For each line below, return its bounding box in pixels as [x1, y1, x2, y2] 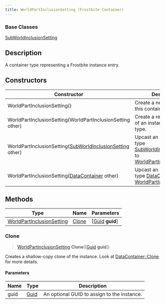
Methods [5, 195, 33, 203]
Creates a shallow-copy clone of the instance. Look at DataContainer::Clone [5, 253, 159, 259]
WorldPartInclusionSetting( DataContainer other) [7, 172, 119, 179]
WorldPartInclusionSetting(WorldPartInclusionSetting [7, 116, 130, 123]
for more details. [5, 259, 38, 265]
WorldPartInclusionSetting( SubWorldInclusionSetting [7, 143, 130, 150]
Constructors [5, 76, 47, 85]
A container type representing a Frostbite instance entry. [5, 62, 120, 68]
